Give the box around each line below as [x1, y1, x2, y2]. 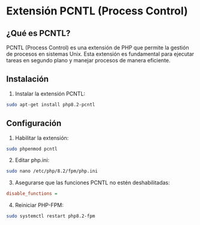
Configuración [6, 118, 62, 128]
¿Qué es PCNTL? [6, 28, 71, 38]
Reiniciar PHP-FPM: [14, 202, 64, 209]
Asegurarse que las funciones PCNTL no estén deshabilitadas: [14, 179, 170, 187]
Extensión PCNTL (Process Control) [6, 4, 188, 18]
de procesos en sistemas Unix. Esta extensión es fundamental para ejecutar [6, 50, 195, 58]
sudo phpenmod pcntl [6, 146, 58, 152]
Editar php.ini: [14, 157, 50, 164]
